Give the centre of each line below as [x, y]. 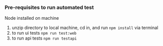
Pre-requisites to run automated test [49, 7]
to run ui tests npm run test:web [44, 33]
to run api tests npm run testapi [44, 38]
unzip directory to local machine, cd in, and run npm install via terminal [85, 28]
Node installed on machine [32, 18]
